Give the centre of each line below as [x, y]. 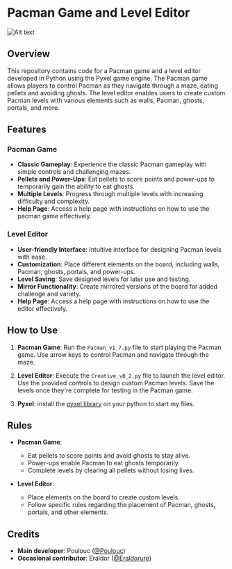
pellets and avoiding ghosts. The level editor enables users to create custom [116, 93]
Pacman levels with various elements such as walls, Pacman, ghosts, [106, 100]
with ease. [32, 257]
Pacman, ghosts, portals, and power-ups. [76, 271]
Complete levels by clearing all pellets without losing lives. [111, 470]
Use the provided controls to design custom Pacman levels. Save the [116, 383]
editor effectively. [42, 308]
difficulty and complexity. [53, 201]
